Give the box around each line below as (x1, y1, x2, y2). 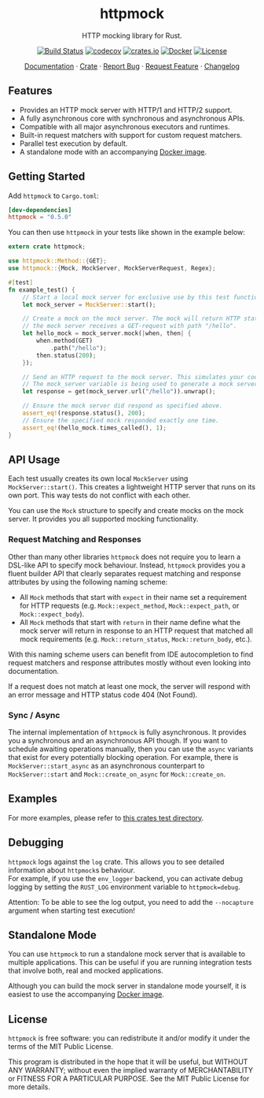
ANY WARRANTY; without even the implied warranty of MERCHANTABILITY (8, 1066, 254, 1075)
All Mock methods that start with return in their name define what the (19, 617, 241, 627)
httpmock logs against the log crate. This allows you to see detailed (8, 857, 225, 866)
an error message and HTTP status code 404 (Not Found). (8, 690, 198, 699)
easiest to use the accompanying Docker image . (8, 990, 165, 999)
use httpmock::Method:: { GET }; (8, 257, 108, 265)
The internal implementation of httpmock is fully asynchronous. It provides (8, 727, 247, 737)
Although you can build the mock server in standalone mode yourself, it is (8, 981, 247, 991)
